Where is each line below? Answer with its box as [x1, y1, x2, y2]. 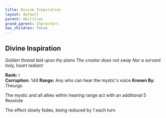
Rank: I [5, 72, 20, 78]
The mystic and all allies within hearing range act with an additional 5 [5, 92, 147, 98]
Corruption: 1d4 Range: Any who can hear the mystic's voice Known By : [5, 77, 155, 83]
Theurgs [5, 82, 22, 88]
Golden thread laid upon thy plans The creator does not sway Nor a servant [5, 57, 161, 63]
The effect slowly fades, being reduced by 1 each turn [5, 107, 116, 113]
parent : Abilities [5, 16, 43, 21]
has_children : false [5, 26, 48, 31]
